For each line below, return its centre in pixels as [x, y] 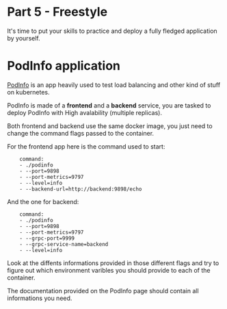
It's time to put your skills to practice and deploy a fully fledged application [112, 31]
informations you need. [40, 298]
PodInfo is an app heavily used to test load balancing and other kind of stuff [114, 85]
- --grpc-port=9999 [47, 238]
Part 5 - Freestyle [57, 12]
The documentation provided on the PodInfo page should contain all [103, 291]
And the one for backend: [43, 201]
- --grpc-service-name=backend [64, 244]
